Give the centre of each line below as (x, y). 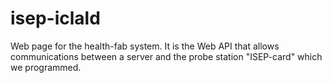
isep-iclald (55, 18)
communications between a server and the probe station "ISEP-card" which (166, 56)
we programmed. (46, 67)
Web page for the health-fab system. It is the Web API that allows (145, 46)
